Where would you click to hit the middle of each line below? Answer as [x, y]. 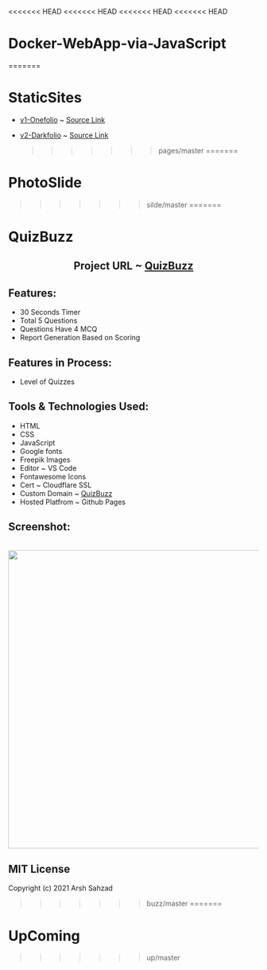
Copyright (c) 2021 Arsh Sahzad [61, 888]
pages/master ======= [198, 150]
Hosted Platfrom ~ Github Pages [72, 502]
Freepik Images [45, 460]
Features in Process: [60, 362]
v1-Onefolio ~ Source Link [62, 119]
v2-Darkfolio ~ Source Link [64, 135]
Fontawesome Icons [53, 476]
